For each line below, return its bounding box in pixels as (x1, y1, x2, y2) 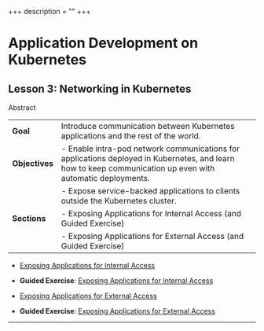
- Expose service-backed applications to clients (60, 186, 240, 196)
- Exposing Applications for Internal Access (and (60, 208, 242, 219)
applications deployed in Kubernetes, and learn (60, 153, 235, 164)
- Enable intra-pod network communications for (60, 143, 240, 154)
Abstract (8, 103, 36, 112)
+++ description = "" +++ (8, 7, 91, 16)
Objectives (12, 158, 53, 168)
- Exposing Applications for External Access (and (60, 231, 244, 241)
